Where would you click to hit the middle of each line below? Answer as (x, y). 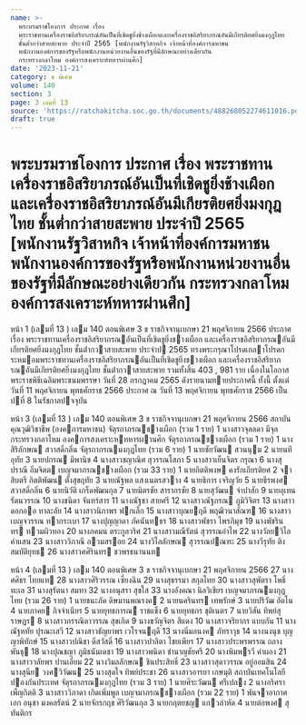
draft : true (33, 119)
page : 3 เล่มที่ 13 (39, 102)
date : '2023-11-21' (47, 69)
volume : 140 (33, 85)
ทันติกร (21, 713)
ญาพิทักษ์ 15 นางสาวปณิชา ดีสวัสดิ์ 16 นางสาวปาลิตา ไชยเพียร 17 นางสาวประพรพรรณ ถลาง (146, 641)
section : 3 (31, 94)
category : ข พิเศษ (41, 77)
